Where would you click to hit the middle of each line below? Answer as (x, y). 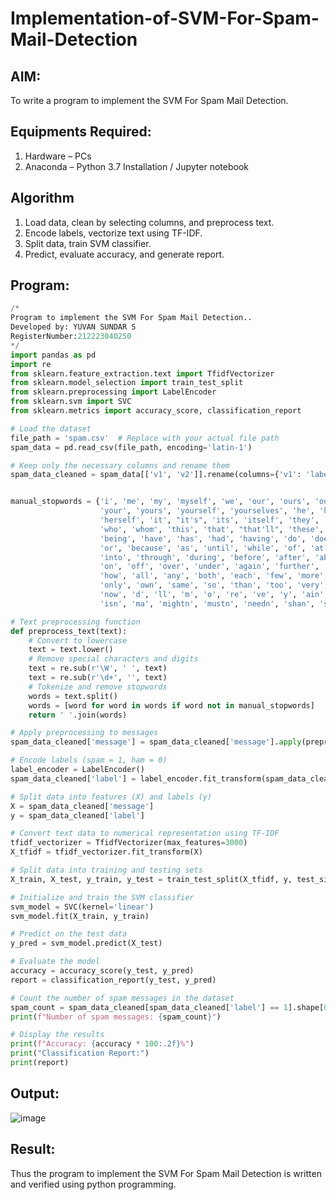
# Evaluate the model (55, 962)
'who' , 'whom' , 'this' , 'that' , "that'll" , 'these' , (212, 529)
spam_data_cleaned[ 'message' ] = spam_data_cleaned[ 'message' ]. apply (156, 742)
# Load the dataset (51, 428)
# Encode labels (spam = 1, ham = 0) (89, 760)
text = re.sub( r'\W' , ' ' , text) (98, 668)
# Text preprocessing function (75, 622)
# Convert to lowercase (78, 640)
